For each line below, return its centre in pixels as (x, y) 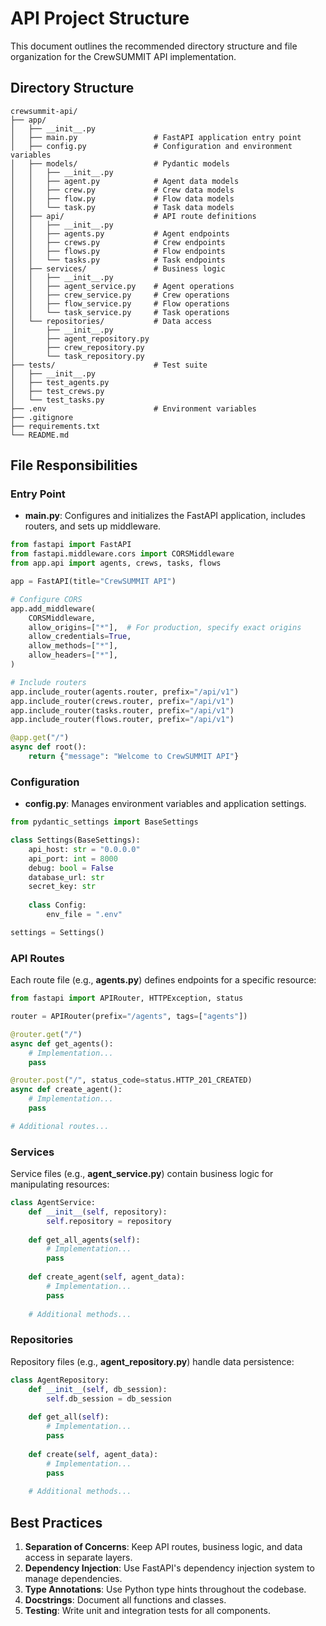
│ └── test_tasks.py (57, 400)
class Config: (57, 905)
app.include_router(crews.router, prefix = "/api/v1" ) (122, 701)
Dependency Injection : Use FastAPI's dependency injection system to (169, 1568)
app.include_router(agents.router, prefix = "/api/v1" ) (125, 692)
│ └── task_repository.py (77, 356)
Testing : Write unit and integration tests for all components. (147, 1610)
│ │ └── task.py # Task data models (122, 207)
